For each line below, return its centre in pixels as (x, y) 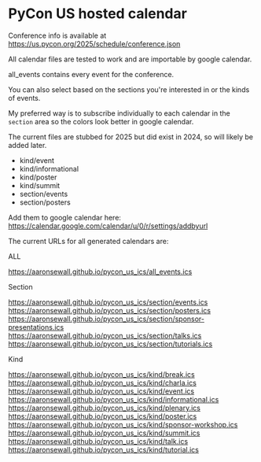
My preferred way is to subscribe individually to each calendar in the (119, 113)
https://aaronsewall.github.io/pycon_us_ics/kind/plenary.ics (104, 408)
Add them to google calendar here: (65, 217)
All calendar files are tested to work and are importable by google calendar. (130, 59)
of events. (24, 98)
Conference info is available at (57, 35)
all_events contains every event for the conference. (91, 74)
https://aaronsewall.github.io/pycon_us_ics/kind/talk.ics (98, 441)
